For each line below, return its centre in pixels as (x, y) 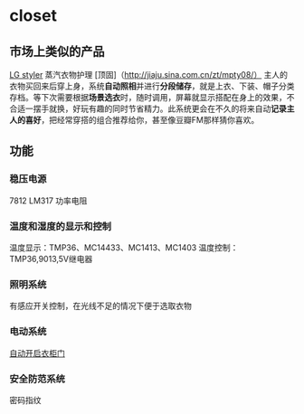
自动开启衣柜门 (37, 353)
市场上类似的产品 (57, 51)
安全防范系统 (38, 379)
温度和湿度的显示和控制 (60, 226)
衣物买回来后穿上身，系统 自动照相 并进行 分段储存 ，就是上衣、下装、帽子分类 (152, 86)
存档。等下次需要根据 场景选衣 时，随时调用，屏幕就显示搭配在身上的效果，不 (152, 97)
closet (33, 16)
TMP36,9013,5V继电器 (51, 259)
